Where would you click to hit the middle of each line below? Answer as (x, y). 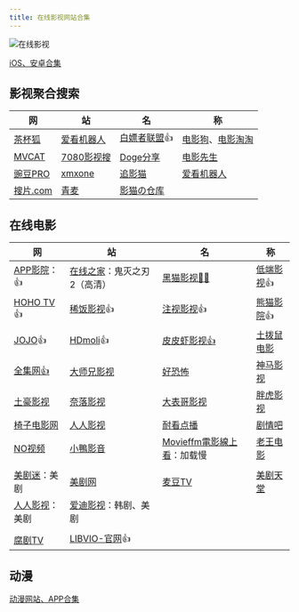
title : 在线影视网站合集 (50, 17)
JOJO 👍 (30, 340)
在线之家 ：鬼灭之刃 (110, 270)
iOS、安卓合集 (36, 62)
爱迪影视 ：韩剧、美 (110, 505)
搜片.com (33, 190)
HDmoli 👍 (89, 340)
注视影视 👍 (184, 310)
